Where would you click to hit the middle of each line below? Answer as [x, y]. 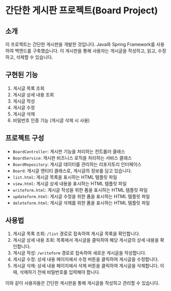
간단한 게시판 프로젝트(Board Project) [82, 11]
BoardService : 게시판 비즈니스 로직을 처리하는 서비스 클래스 [72, 158]
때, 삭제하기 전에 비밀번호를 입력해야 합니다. [57, 272]
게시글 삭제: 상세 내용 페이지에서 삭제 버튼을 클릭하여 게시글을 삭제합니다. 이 [89, 266]
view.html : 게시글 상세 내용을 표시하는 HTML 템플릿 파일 [70, 183]
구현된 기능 [22, 75]
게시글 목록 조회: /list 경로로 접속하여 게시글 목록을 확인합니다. [77, 234]
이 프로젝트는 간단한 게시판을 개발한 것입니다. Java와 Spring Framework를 [80, 44]
